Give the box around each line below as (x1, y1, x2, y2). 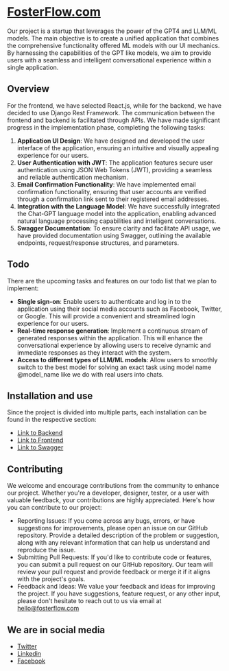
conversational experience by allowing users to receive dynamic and (16, 341, 211, 349)
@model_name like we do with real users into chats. (16, 370, 164, 378)
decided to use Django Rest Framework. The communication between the (7, 108, 215, 117)
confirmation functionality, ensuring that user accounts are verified (16, 187, 206, 196)
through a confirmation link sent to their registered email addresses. (16, 195, 209, 203)
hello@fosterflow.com (16, 604, 80, 613)
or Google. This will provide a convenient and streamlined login (16, 311, 195, 320)
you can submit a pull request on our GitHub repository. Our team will (16, 561, 213, 569)
